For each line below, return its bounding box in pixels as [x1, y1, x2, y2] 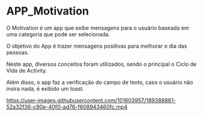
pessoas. [6, 48, 29, 56]
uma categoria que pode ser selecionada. [6, 30, 110, 37]
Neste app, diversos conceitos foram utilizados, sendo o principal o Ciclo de [6, 60, 197, 68]
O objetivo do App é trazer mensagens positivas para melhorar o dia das [6, 42, 187, 50]
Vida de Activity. [6, 66, 47, 74]
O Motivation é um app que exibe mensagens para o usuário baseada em [6, 24, 190, 31]
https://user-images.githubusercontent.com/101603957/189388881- [6, 97, 176, 104]
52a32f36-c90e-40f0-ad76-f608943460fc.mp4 [6, 103, 128, 110]
